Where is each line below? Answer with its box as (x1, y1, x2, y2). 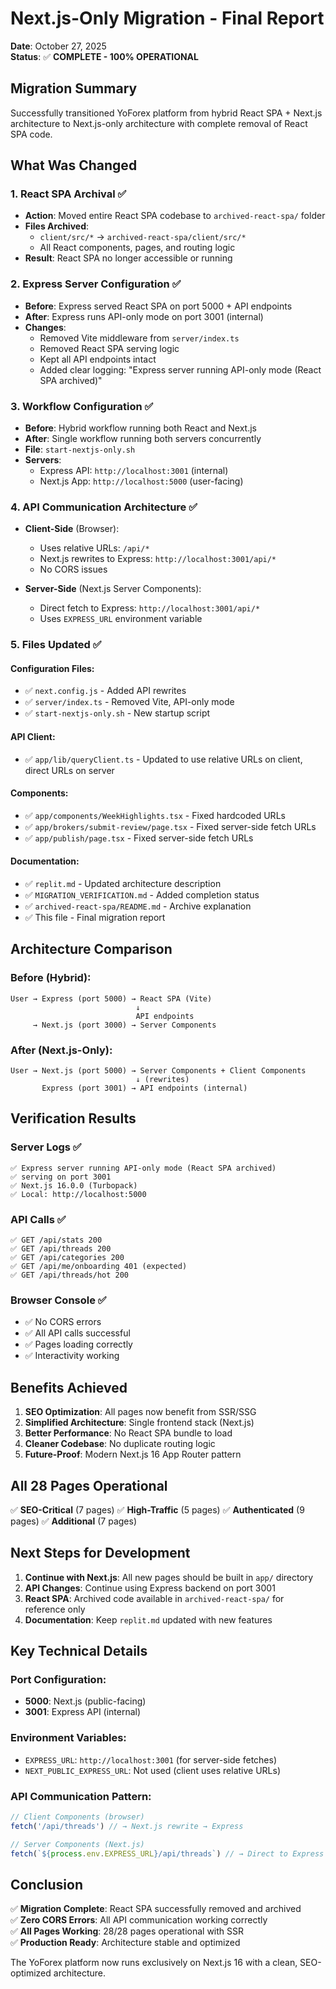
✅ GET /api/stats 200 (10, 1235, 103, 1246)
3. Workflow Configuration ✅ (10, 399, 154, 413)
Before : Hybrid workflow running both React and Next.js (24, 422, 257, 434)
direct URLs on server (24, 764, 115, 776)
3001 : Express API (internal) (24, 1706, 142, 1718)
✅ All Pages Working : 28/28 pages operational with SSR (10, 1925, 245, 1937)
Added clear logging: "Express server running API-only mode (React (39, 363, 322, 376)
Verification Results (10, 1110, 137, 1127)
